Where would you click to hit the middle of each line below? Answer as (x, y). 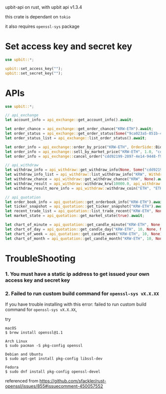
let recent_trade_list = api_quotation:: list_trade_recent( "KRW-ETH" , (79, 211)
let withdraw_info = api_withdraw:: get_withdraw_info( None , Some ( (75, 170)
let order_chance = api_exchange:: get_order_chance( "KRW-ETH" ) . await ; (79, 129)
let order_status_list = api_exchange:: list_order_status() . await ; (76, 138)
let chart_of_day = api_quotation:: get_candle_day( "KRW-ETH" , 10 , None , (82, 229)
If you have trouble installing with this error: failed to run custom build (76, 304)
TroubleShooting (40, 258)
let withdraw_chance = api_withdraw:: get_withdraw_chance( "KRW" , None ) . (82, 179)
